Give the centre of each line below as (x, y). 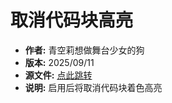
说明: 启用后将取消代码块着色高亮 (93, 87)
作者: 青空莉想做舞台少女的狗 (84, 50)
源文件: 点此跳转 (58, 75)
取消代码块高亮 (72, 20)
